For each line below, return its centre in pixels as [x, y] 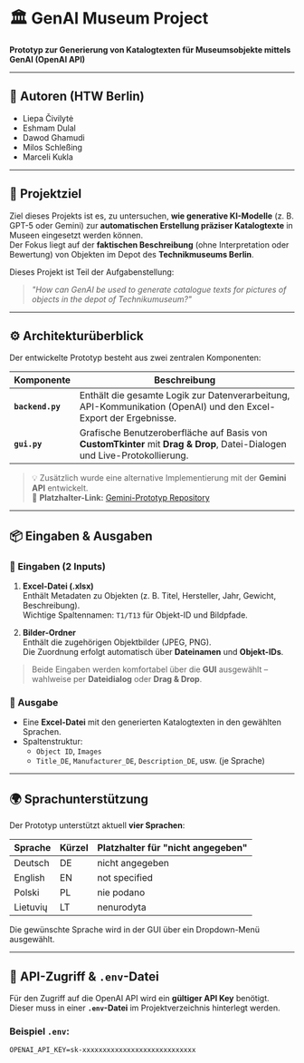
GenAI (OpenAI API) [47, 59]
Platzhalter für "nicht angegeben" [172, 848]
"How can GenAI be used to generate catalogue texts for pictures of [159, 289]
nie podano [121, 892]
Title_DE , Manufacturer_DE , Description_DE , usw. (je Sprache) [150, 761]
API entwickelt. [60, 488]
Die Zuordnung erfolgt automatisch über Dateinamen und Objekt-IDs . [153, 652]
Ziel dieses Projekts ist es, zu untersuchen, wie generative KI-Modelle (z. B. [152, 216]
